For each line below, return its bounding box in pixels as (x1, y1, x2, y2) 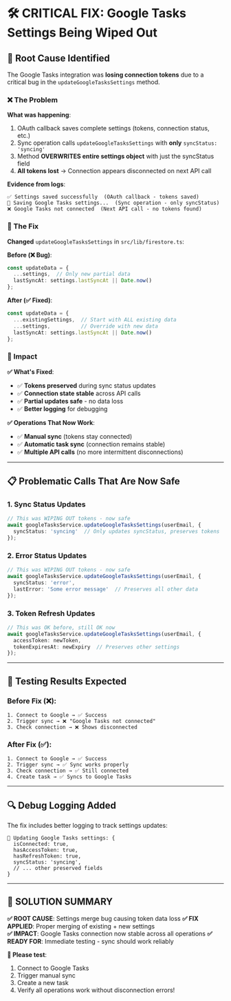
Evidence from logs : (7, 180, 66, 188)
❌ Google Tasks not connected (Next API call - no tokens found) (7, 206, 202, 212)
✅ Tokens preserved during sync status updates (16, 381, 156, 390)
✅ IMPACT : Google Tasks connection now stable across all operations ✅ (7, 929, 213, 938)
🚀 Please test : (7, 950, 47, 959)
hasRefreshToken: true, (13, 853, 81, 860)
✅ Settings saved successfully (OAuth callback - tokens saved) (7, 194, 199, 201)
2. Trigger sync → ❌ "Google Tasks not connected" (7, 717, 156, 724)
